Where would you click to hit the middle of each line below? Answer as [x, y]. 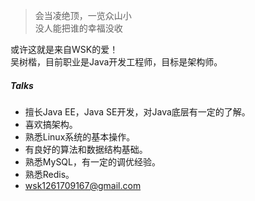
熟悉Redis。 [49, 174]
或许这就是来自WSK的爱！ [64, 49]
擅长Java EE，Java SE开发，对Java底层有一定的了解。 [137, 111]
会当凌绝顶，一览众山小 [83, 15]
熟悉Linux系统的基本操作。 [80, 136]
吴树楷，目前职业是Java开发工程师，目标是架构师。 [116, 62]
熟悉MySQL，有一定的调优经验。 [92, 161]
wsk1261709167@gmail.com [83, 185]
